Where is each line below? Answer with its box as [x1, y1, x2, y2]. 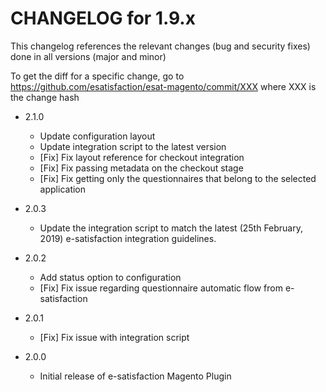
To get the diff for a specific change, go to [10, 70, 185, 82]
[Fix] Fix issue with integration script [39, 331, 190, 343]
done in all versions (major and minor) [10, 50, 167, 62]
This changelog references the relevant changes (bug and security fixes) [10, 40, 311, 52]
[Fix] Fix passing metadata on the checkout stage [39, 162, 244, 174]
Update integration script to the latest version [39, 140, 227, 152]
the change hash [10, 91, 80, 103]
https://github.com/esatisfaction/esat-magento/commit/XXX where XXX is [10, 80, 317, 92]
